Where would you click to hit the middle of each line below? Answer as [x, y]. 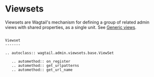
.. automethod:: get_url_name [42, 70]
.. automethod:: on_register [41, 61]
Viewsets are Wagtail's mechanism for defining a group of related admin [77, 22]
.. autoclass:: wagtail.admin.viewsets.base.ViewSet [60, 53]
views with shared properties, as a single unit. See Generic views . [71, 27]
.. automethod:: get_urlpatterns [45, 65]
